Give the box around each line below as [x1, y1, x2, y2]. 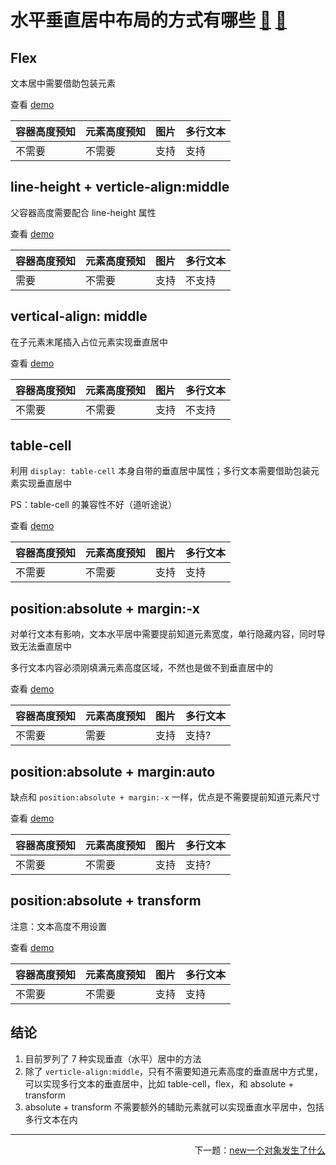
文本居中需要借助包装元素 [10, 77, 116, 89]
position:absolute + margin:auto [10, 763, 216, 780]
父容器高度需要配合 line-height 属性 [10, 206, 157, 218]
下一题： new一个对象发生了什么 [194, 1144, 326, 1156]
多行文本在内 [24, 1113, 78, 1125]
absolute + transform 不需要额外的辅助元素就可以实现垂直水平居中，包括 [24, 1101, 325, 1113]
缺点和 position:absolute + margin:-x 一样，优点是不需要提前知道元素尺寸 [10, 791, 321, 803]
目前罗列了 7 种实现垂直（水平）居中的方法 [24, 1052, 202, 1065]
